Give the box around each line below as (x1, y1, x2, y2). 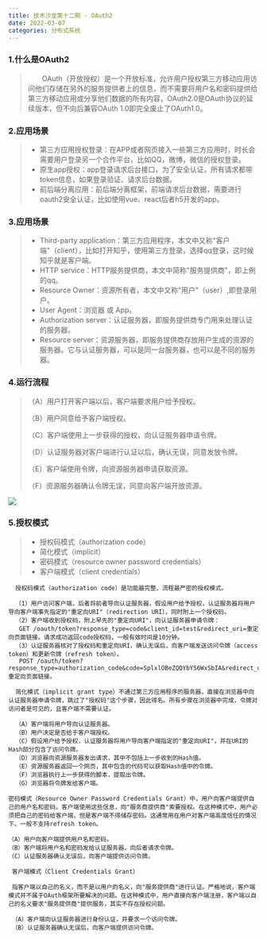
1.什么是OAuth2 (8, 54, 70, 65)
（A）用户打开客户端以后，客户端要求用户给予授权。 (27, 396, 200, 406)
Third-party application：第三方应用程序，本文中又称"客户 (39, 236, 230, 245)
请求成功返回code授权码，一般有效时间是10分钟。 (43, 633, 184, 641)
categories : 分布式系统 (8, 26, 81, 34)
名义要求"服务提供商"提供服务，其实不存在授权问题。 (19, 899, 169, 908)
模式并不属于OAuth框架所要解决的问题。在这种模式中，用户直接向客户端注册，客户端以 (8, 891, 251, 899)
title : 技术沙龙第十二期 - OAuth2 (8, 11, 113, 20)
